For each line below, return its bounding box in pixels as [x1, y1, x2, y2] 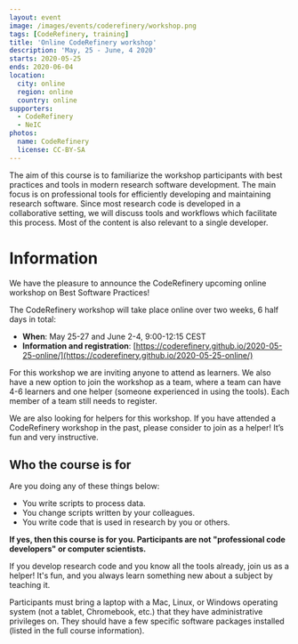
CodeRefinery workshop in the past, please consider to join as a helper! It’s [9, 422, 285, 432]
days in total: [9, 313, 56, 325]
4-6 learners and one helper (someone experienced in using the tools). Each [9, 386, 290, 397]
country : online [17, 95, 77, 105]
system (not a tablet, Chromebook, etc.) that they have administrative [9, 607, 263, 617]
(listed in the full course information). [9, 625, 145, 636]
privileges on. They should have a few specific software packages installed [9, 616, 285, 627]
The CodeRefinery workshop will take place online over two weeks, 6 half [9, 304, 278, 315]
